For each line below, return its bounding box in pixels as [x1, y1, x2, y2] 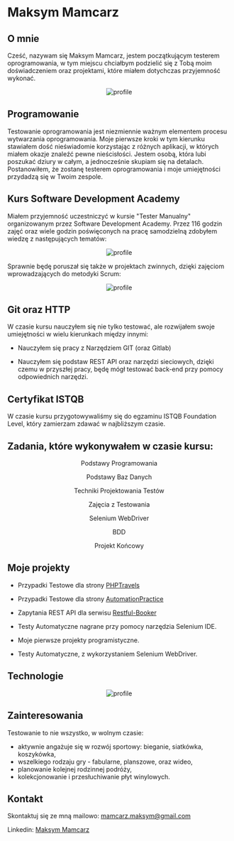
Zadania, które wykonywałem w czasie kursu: [7, 440, 214, 452]
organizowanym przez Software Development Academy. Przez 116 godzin [7, 219, 223, 228]
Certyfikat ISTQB [7, 393, 84, 405]
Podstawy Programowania [80, 459, 158, 468]
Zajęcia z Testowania [88, 500, 150, 509]
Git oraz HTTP [7, 304, 71, 316]
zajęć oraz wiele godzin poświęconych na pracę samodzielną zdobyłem [7, 226, 218, 235]
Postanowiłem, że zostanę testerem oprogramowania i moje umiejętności [7, 165, 221, 173]
